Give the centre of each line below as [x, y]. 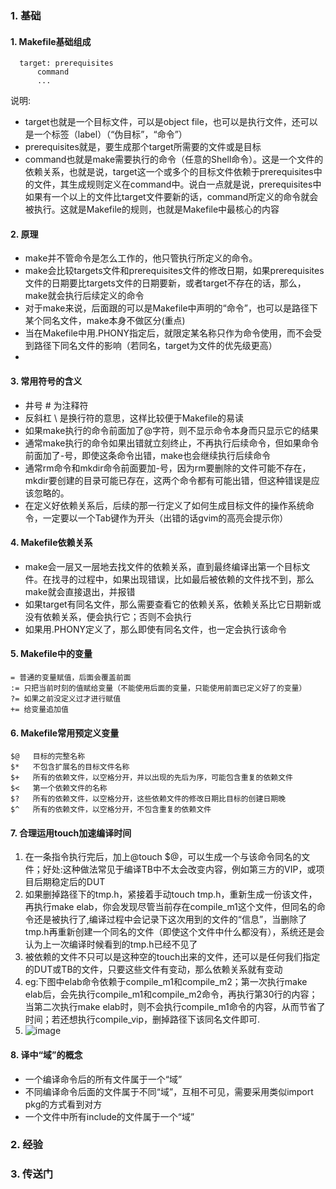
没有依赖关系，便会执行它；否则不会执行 [108, 616]
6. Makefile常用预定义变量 [65, 733]
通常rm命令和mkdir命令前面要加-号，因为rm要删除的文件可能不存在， [168, 468]
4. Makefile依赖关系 [51, 543]
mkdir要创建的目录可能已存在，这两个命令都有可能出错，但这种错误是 [168, 480]
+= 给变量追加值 [39, 709]
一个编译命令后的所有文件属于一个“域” [103, 1079]
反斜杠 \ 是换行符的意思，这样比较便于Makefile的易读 [134, 418]
